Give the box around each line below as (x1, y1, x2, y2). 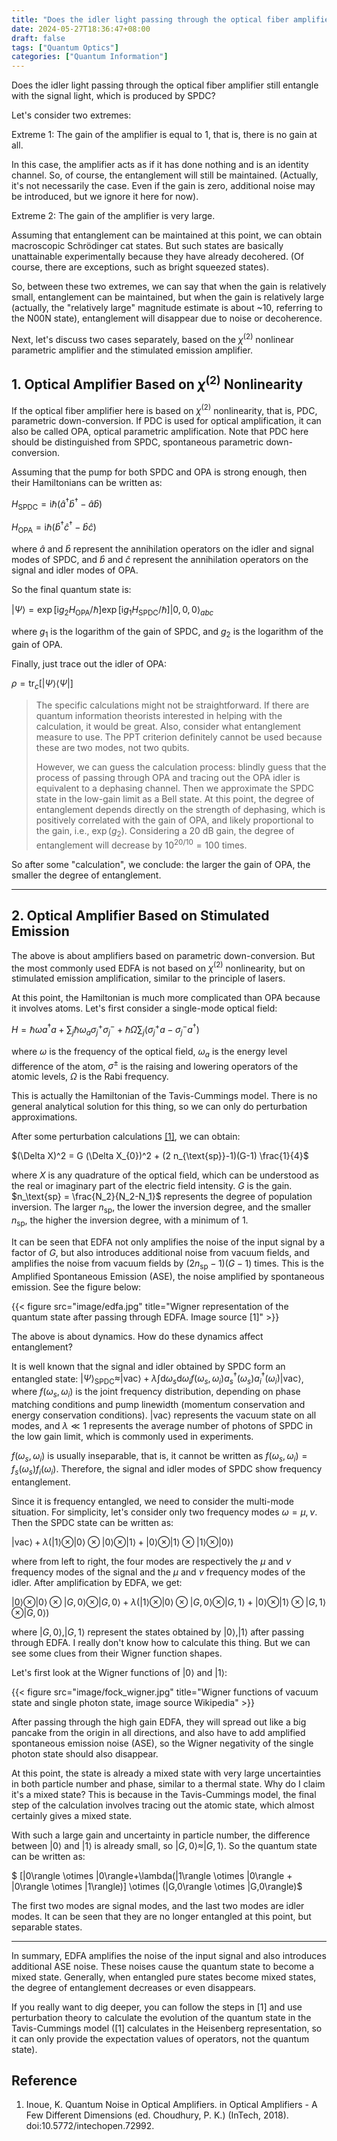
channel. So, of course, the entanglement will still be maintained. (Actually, (11, 169, 319, 181)
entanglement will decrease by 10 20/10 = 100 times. (35, 837, 248, 851)
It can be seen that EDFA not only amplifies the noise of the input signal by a (11, 1236, 326, 1248)
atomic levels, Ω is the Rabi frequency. (11, 1071, 169, 1083)
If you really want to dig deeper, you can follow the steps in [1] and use (11, 2001, 303, 2013)
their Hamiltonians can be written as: (11, 477, 163, 489)
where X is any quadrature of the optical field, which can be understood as (11, 1169, 319, 1181)
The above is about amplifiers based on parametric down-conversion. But (11, 949, 316, 961)
